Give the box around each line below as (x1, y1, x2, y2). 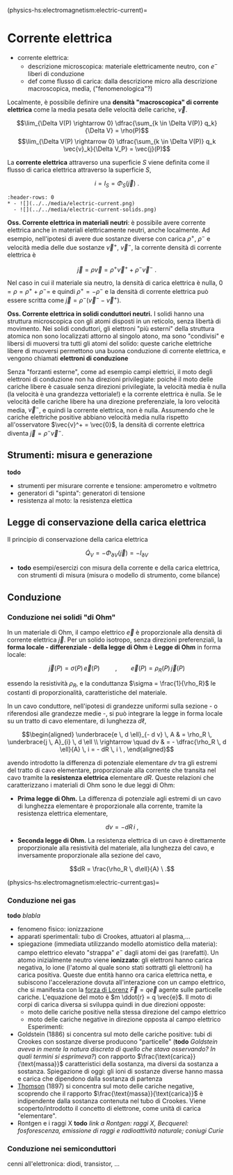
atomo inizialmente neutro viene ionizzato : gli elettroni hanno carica (17, 956, 213, 964)
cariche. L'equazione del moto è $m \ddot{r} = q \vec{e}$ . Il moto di (17, 993, 212, 1001)
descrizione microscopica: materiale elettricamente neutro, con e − (27, 61, 218, 71)
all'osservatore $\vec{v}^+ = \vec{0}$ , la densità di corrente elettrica (7, 420, 205, 429)
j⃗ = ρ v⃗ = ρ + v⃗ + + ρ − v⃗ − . (77, 264, 156, 274)
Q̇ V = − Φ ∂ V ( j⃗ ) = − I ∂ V (85, 548, 149, 559)
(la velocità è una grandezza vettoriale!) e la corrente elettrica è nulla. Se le (7, 390, 223, 398)
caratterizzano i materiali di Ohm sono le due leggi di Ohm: (7, 781, 175, 789)
